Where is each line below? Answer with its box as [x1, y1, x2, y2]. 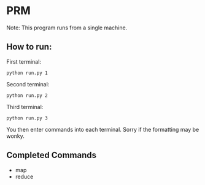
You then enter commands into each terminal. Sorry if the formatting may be [6, 126, 199, 133]
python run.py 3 [6, 115, 48, 121]
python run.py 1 [6, 70, 48, 76]
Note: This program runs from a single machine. [6, 24, 128, 31]
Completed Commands [6, 150, 97, 160]
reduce [15, 173, 34, 180]
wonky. [6, 132, 25, 140]
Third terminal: [6, 103, 44, 110]
